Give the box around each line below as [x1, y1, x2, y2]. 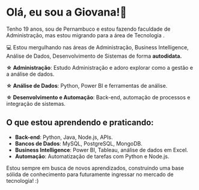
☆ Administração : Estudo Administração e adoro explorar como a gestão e [6, 64, 194, 71]
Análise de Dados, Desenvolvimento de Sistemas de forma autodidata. [6, 52, 182, 60]
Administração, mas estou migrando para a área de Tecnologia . [6, 31, 165, 38]
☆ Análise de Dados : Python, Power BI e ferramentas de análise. [6, 82, 168, 89]
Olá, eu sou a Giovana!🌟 [6, 5, 127, 19]
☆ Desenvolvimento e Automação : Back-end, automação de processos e [6, 93, 191, 101]
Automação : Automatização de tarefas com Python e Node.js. [14, 153, 170, 160]
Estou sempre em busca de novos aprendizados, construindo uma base [6, 164, 185, 171]
